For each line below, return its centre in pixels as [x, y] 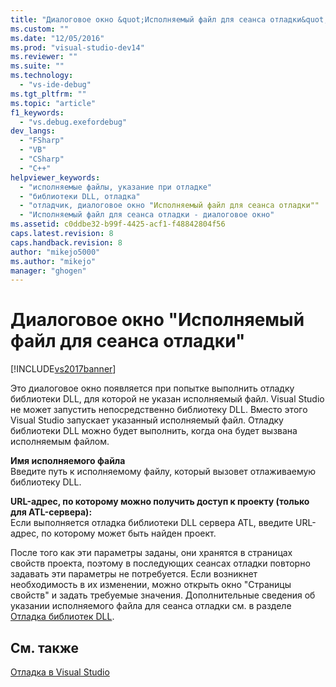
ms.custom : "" [40, 29]
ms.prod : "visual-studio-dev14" [77, 47]
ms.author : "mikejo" [53, 261]
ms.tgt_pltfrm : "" [48, 94]
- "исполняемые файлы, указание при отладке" [116, 187]
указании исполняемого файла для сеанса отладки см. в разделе [151, 606]
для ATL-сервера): [51, 512]
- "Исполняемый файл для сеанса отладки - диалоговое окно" [147, 215]
